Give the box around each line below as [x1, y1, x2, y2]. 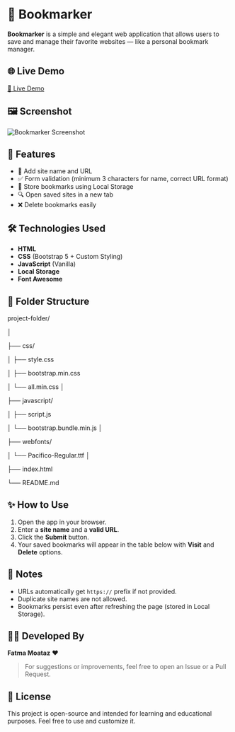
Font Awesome [17, 275, 63, 284]
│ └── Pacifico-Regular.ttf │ [7, 451, 91, 459]
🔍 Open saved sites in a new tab [17, 190, 113, 199]
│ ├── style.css [7, 355, 55, 364]
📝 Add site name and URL [17, 167, 93, 175]
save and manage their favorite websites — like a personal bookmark [7, 37, 209, 45]
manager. [7, 45, 35, 53]
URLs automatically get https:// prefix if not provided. [17, 587, 177, 596]
